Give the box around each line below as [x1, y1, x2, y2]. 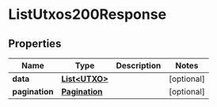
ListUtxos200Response [8, 6, 167, 24]
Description [116, 61, 162, 71]
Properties [8, 37, 62, 50]
